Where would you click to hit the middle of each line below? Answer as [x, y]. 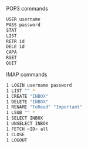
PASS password [23, 25]
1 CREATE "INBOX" [27, 96]
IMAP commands [27, 74]
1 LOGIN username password [39, 85]
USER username [23, 19]
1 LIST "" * [21, 91]
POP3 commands [27, 9]
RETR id [16, 41]
